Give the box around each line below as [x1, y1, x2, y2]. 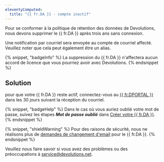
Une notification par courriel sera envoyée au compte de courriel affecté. [5, 40, 153, 45]
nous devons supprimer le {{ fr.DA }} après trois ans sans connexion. [5, 30, 144, 36]
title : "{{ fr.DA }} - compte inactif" [9, 12, 91, 17]
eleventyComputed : [5, 7, 43, 12]
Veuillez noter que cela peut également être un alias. [5, 45, 111, 51]
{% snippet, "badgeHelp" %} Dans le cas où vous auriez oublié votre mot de [5, 106, 159, 112]
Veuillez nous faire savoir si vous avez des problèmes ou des [5, 146, 128, 152]
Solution [5, 79, 31, 87]
